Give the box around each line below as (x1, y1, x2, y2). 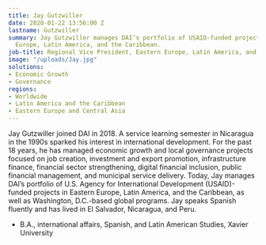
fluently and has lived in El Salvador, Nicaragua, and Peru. (8, 205, 196, 213)
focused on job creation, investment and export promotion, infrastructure (8, 154, 247, 163)
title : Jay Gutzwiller (8, 11, 83, 20)
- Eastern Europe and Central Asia (8, 107, 126, 115)
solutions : (8, 63, 44, 71)
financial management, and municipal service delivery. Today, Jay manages (8, 171, 255, 180)
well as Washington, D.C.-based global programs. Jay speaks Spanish (8, 196, 237, 205)
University (19, 228, 54, 237)
